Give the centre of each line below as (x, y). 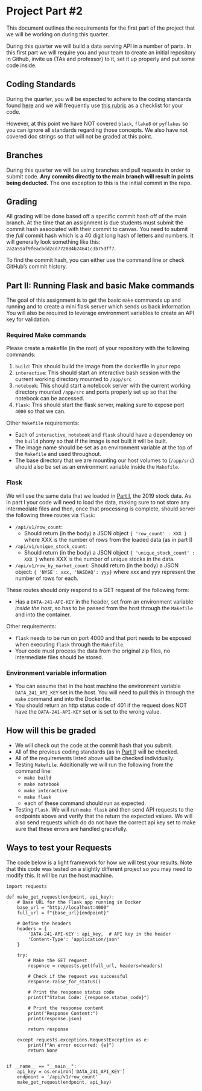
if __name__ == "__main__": (42, 1066)
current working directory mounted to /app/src (73, 379)
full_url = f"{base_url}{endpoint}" (63, 913)
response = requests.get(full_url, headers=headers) (96, 966)
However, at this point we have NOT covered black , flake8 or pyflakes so (97, 123)
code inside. (22, 65)
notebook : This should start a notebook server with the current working (103, 386)
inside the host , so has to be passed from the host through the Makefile (104, 608)
